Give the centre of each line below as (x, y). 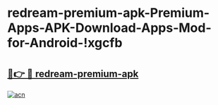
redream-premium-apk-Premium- (109, 13)
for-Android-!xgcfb (65, 43)
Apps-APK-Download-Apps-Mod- (109, 28)
